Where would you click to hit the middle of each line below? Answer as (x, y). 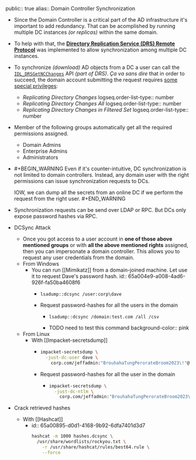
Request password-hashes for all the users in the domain (109, 305)
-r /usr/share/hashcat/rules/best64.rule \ (96, 447)
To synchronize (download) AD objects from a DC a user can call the (97, 67)
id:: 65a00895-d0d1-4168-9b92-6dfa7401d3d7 (88, 425)
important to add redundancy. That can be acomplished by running (95, 26)
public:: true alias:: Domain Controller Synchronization (71, 8)
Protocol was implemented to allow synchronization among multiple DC (100, 50)
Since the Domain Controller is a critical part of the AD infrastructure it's (101, 20)
